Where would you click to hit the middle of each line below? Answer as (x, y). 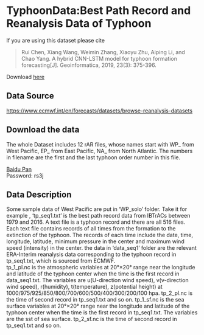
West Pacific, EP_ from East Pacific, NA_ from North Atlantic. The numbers (100, 151)
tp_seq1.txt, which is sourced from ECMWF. (61, 261)
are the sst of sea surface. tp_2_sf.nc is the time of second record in (92, 319)
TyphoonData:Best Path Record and (99, 11)
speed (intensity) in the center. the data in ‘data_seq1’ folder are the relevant (101, 248)
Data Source (30, 96)
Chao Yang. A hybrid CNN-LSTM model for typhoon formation (99, 58)
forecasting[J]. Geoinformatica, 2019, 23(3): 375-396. (89, 65)
